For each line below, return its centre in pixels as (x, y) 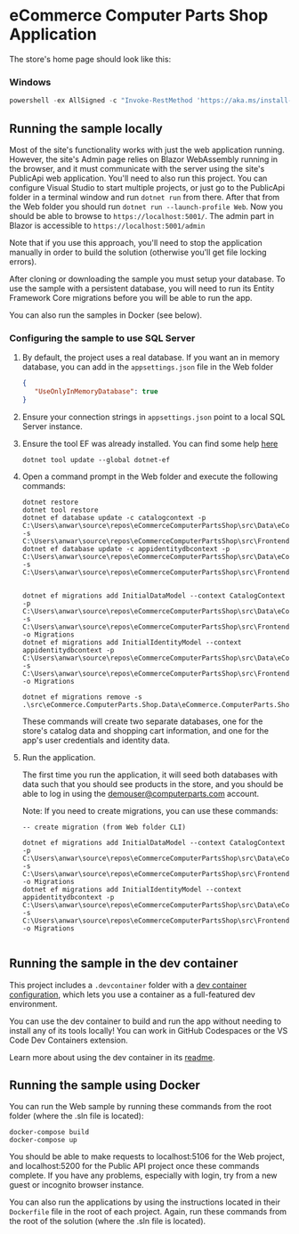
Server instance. (52, 426)
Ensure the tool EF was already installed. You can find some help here (150, 443)
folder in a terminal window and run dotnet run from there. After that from (145, 197)
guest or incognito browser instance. (77, 1185)
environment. (33, 1003)
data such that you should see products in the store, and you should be (153, 783)
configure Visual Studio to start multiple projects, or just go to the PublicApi (147, 187)
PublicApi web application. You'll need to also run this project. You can (138, 178)
